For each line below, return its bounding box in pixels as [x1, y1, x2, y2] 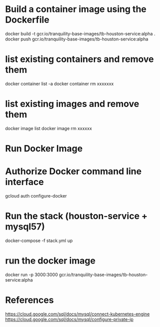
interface [5, 176, 44, 188]
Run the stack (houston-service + [5, 210, 148, 222]
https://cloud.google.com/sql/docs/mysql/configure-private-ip [5, 316, 134, 322]
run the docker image [5, 255, 96, 266]
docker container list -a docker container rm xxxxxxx [5, 80, 114, 86]
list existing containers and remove [5, 53, 154, 65]
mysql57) [5, 221, 45, 232]
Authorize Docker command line [5, 166, 142, 177]
